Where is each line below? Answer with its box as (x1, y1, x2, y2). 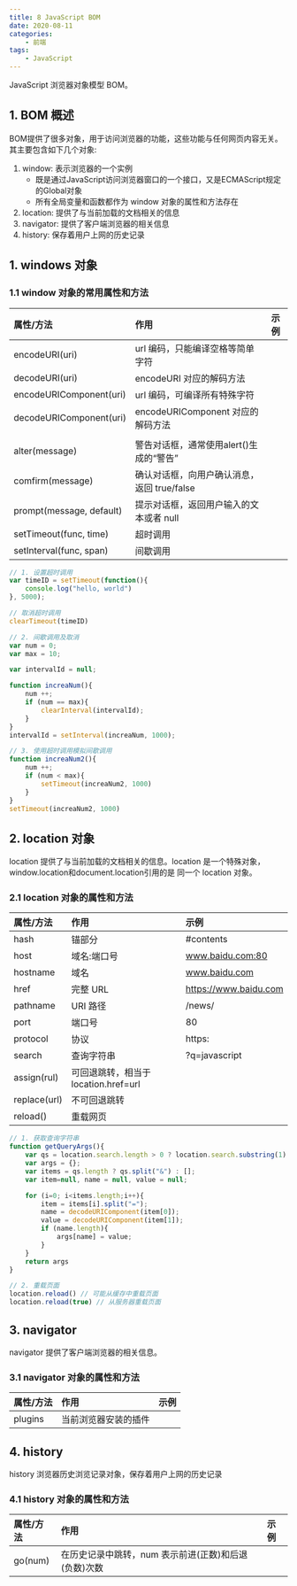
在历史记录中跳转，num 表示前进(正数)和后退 (60, 1549, 248, 1561)
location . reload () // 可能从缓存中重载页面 (9, 1289, 159, 1298)
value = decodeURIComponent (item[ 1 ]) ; (41, 1216, 184, 1225)
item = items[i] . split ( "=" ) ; (41, 1199, 148, 1209)
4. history (9, 1444, 64, 1459)
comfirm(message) (13, 475, 94, 487)
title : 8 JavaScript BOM (9, 12, 101, 22)
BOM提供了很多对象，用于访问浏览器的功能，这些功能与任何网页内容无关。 (9, 133, 283, 143)
